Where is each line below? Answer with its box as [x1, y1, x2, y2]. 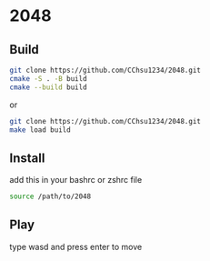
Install [9, 150, 45, 166]
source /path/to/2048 [9, 192, 92, 201]
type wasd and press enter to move [9, 241, 143, 252]
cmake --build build [9, 83, 88, 92]
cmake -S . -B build [9, 74, 88, 83]
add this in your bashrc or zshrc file [9, 175, 143, 186]
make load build [9, 125, 71, 135]
